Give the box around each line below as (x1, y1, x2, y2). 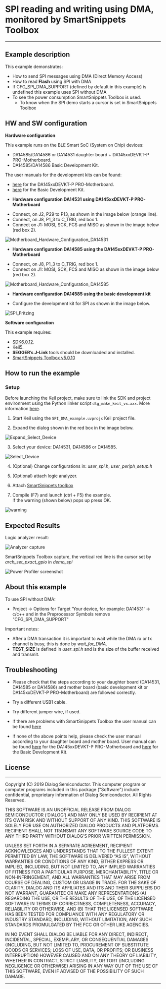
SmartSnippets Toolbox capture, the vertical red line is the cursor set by (5, 554, 152, 560)
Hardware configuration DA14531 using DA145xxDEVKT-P (12, 196, 134, 202)
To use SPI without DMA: (5, 596, 56, 602)
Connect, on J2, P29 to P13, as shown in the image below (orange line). (12, 211, 158, 217)
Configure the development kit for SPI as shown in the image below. (12, 300, 151, 306)
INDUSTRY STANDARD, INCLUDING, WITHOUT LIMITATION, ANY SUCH (5, 916, 152, 922)
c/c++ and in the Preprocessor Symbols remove (12, 611, 110, 617)
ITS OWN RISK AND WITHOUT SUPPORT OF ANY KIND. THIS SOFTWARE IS (5, 817, 161, 823)
